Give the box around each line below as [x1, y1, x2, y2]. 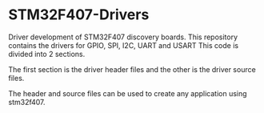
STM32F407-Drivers [8, 6, 150, 24]
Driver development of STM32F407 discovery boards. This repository [8, 32, 238, 42]
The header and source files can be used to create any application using [8, 88, 247, 98]
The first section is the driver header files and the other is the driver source [8, 64, 256, 74]
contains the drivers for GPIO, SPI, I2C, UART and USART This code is [8, 40, 238, 50]
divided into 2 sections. [8, 49, 86, 59]
